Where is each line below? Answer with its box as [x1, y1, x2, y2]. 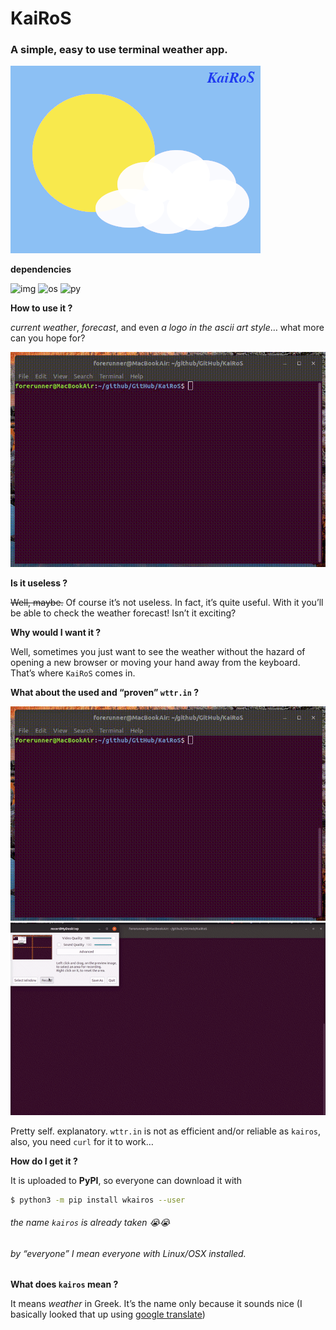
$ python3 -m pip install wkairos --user [10, 1195, 186, 1205]
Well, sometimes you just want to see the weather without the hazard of [10, 645, 306, 657]
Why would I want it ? [10, 626, 102, 638]
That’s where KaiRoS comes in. [10, 667, 136, 679]
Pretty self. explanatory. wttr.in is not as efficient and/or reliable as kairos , [10, 1125, 321, 1137]
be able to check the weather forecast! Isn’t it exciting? [10, 607, 237, 619]
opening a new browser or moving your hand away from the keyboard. [10, 656, 301, 668]
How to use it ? [10, 302, 73, 314]
